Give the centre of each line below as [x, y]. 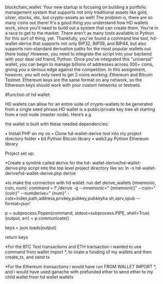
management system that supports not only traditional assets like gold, [76, 12]
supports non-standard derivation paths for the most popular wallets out [78, 49]
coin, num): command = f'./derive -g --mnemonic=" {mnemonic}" [71, 188]
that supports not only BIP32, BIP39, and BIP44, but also [90, 43]
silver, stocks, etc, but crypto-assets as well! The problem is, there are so [79, 17]
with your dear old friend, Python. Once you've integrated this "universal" [79, 59]
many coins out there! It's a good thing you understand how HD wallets [77, 23]
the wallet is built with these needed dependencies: [57, 124]
